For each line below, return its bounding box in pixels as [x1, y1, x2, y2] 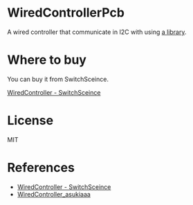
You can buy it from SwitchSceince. [7, 75, 109, 83]
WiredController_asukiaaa [17, 190, 91, 198]
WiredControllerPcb [7, 5, 125, 21]
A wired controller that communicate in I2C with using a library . [7, 28, 187, 36]
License [7, 113, 54, 129]
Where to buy [7, 52, 86, 68]
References [7, 160, 75, 175]
